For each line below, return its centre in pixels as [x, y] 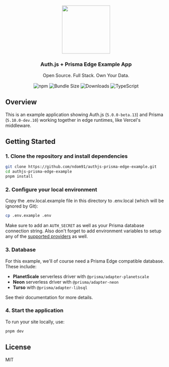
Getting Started [30, 142]
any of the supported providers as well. [47, 236]
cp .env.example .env [28, 216]
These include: [21, 266]
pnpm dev [15, 331]
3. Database [20, 250]
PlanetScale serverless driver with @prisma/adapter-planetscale [81, 276]
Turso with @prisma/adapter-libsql [50, 287]
